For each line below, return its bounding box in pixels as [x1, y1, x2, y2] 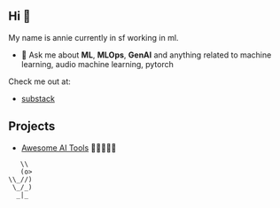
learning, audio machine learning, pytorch [20, 58, 174, 69]
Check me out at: [8, 76, 72, 87]
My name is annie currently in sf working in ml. [8, 32, 179, 42]
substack [20, 93, 55, 104]
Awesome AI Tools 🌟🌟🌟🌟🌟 [20, 143, 117, 153]
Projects [8, 119, 56, 134]
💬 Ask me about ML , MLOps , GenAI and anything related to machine [20, 50, 272, 60]
